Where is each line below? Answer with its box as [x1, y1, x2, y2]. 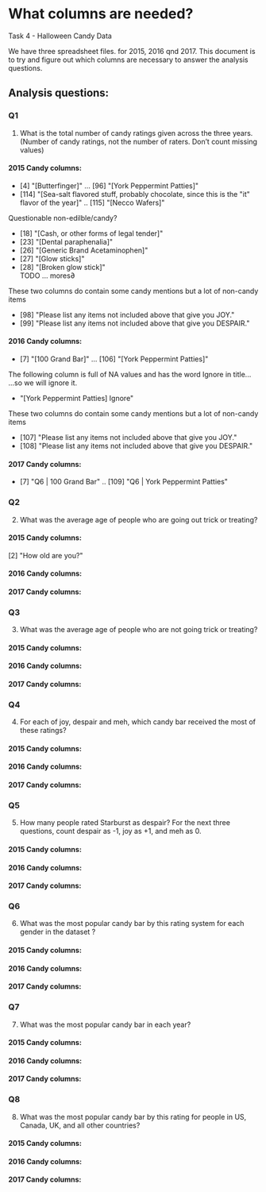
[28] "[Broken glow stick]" [19, 262, 106, 272]
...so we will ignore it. [8, 378, 78, 388]
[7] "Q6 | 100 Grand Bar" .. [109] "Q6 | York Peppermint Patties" [19, 477, 229, 487]
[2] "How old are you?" [8, 550, 83, 560]
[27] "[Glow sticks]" [19, 253, 85, 263]
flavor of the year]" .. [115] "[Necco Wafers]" [19, 198, 165, 207]
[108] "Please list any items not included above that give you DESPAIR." [19, 442, 253, 451]
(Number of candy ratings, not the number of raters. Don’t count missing [19, 137, 258, 146]
